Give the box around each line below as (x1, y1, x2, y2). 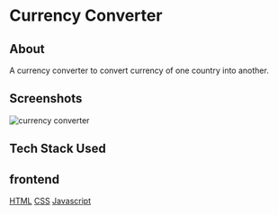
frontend (9, 172, 60, 187)
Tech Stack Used (9, 141, 106, 157)
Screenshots (9, 91, 83, 106)
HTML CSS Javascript (9, 195, 92, 207)
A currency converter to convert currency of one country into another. (9, 65, 270, 76)
